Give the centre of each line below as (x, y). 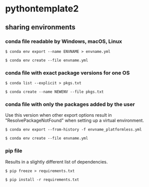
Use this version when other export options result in (58, 115)
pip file (14, 151)
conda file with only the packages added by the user (70, 104)
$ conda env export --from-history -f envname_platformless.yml (73, 130)
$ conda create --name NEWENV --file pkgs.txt (54, 92)
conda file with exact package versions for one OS (67, 73)
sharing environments (40, 27)
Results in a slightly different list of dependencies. (56, 162)
